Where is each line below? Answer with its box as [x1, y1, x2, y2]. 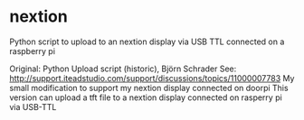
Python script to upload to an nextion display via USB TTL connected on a [9, 36, 285, 47]
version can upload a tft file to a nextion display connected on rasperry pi [9, 92, 282, 103]
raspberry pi [9, 45, 56, 56]
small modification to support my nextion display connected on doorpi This [9, 82, 289, 93]
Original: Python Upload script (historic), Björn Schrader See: [9, 63, 237, 74]
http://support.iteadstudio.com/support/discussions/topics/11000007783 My [9, 72, 295, 83]
